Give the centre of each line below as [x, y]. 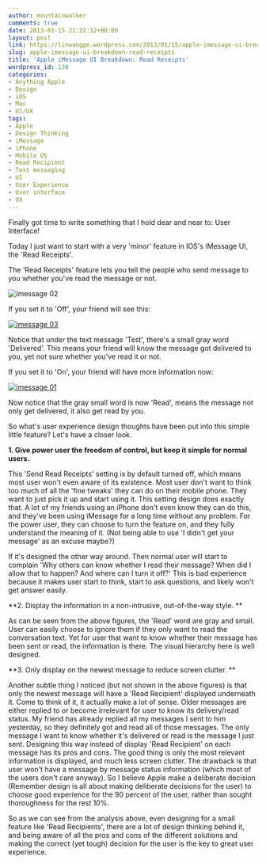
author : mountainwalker [47, 15]
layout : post [30, 38]
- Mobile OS [28, 155]
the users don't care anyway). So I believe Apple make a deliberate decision [132, 778]
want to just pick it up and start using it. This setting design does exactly [126, 499]
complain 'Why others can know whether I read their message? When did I [130, 565]
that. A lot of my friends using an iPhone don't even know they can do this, [130, 507]
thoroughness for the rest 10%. [59, 803]
